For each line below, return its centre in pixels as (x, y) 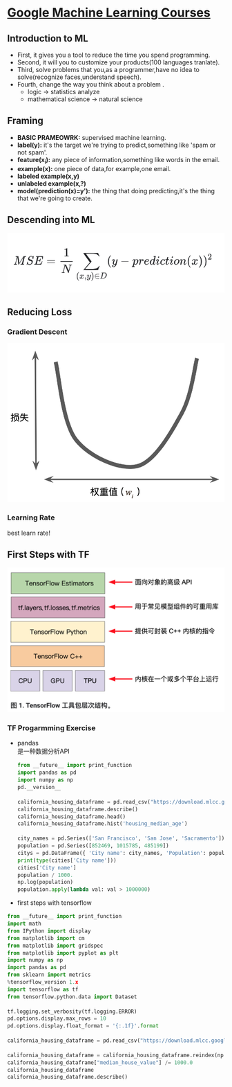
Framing (25, 121)
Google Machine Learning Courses (109, 13)
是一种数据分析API (43, 751)
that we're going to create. (55, 198)
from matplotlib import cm (46, 938)
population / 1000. (45, 875)
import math (24, 924)
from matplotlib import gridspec (55, 946)
